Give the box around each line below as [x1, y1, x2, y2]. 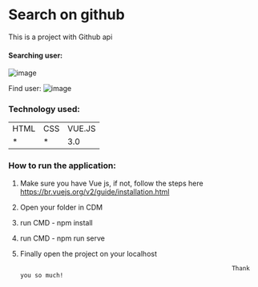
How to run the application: [8, 160, 116, 171]
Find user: [8, 84, 42, 94]
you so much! [19, 271, 64, 279]
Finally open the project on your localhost [19, 249, 158, 258]
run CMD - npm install [19, 217, 94, 227]
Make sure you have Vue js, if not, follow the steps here [19, 178, 204, 188]
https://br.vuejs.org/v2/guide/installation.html [19, 186, 170, 197]
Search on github [8, 6, 126, 24]
